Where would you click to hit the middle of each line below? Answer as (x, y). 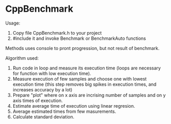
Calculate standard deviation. (43, 117)
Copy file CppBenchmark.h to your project (57, 33)
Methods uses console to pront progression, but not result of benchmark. (82, 48)
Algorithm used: (22, 58)
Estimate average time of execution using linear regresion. (74, 106)
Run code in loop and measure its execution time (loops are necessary (87, 68)
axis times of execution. (38, 101)
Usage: (13, 23)
